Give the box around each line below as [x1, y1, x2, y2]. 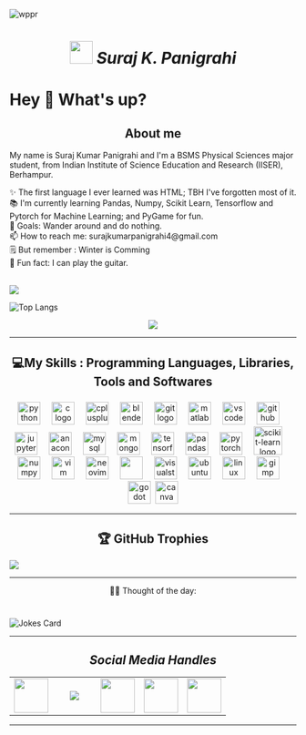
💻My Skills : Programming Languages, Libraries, [12, 355, 294, 371]
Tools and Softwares [93, 373, 213, 389]
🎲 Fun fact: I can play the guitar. [9, 258, 129, 269]
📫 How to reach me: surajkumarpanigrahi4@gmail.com [9, 230, 219, 241]
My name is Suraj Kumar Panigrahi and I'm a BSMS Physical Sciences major [9, 150, 294, 161]
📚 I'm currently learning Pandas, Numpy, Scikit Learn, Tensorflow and [9, 198, 274, 209]
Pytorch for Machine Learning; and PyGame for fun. [9, 210, 204, 222]
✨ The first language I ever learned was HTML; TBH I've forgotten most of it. [9, 187, 297, 198]
